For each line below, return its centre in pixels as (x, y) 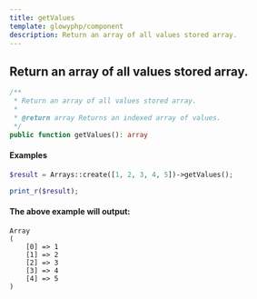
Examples (29, 155)
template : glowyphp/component (67, 26)
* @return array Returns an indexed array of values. (117, 118)
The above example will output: (70, 211)
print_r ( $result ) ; (44, 191)
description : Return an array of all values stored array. (124, 35)
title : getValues (42, 18)
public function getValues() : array (79, 135)
